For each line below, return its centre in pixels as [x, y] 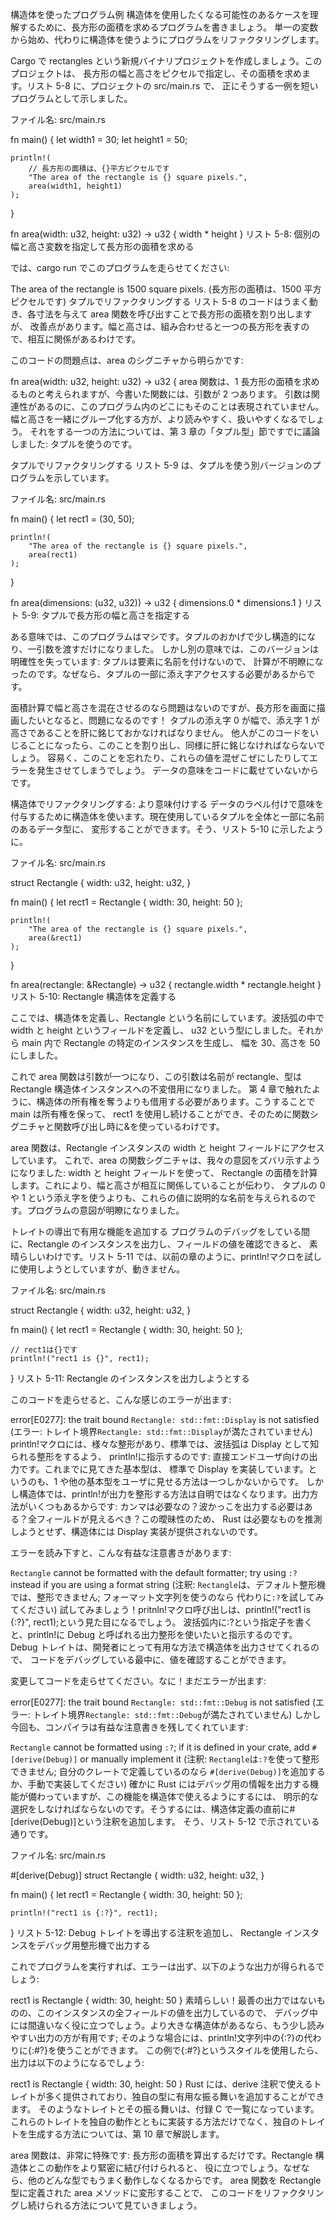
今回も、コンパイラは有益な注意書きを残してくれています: [129, 1727]
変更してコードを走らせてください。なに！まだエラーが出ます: [138, 1681]
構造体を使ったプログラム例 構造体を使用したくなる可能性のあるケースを [160, 14]
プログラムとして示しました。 [71, 98]
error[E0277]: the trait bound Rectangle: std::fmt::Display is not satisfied [165, 1419]
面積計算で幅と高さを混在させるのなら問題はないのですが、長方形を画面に [163, 707]
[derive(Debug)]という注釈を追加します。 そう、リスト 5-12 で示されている [165, 1821]
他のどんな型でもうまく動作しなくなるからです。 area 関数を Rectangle [174, 2180]
